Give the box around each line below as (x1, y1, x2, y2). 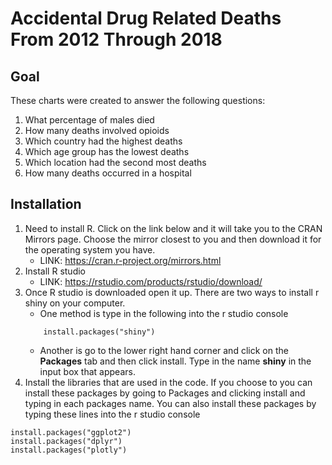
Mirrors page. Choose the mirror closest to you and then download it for (24, 233, 322, 245)
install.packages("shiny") (43, 327, 156, 337)
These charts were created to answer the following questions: (10, 95, 266, 106)
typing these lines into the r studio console (24, 408, 201, 420)
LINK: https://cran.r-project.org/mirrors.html (39, 254, 222, 266)
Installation (10, 196, 82, 213)
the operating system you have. (24, 243, 156, 256)
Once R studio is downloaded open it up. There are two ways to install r (24, 286, 320, 298)
